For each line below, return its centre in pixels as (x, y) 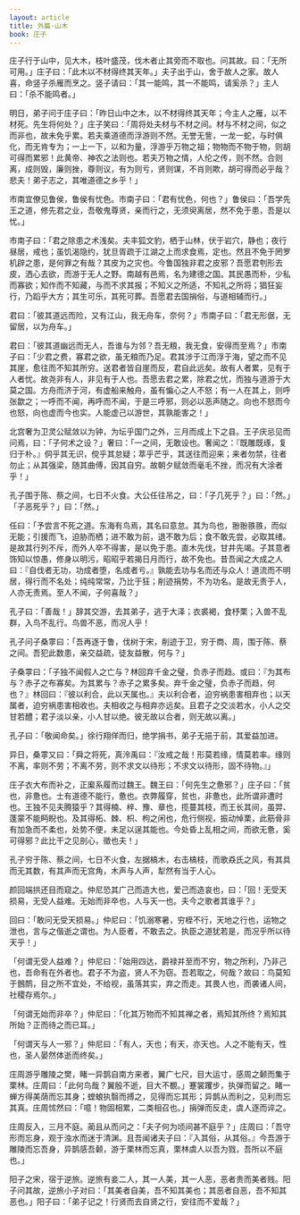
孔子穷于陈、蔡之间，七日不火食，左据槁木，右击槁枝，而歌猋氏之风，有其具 (150, 860)
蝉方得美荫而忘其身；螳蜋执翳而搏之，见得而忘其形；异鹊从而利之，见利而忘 (150, 1097)
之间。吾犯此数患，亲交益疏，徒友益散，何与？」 (99, 653)
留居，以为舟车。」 (42, 326)
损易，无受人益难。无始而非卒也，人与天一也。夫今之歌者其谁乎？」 (134, 901)
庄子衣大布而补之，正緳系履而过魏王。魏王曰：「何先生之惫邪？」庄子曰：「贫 (150, 785)
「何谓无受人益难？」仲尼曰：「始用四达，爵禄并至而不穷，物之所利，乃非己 (148, 961)
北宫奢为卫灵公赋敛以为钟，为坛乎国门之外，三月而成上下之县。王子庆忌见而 (150, 432)
